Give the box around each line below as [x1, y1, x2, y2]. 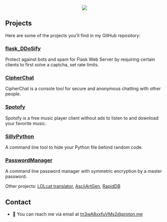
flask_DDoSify [5, 45, 41, 52]
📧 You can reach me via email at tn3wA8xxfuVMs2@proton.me [12, 211, 143, 217]
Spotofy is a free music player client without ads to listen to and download [5, 115, 158, 121]
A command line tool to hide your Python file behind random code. [5, 144, 143, 150]
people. [5, 91, 21, 97]
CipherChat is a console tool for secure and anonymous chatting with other [5, 85, 161, 92]
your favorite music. [5, 120, 47, 126]
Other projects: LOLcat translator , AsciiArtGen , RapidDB [5, 183, 121, 189]
